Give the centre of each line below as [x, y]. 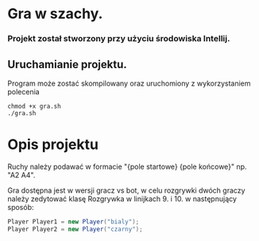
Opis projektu [53, 145]
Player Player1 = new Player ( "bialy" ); [73, 222]
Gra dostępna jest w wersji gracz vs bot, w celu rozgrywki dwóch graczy [126, 190]
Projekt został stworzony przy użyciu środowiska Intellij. [119, 39]
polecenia [24, 91]
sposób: [21, 207]
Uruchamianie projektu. [68, 64]
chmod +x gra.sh [34, 106]
